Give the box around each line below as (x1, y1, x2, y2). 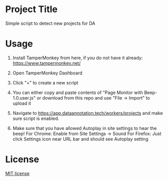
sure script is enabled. (12, 115, 59, 121)
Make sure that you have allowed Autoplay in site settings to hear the (12, 125, 157, 131)
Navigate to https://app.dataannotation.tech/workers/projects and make (12, 110, 163, 116)
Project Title (5, 4, 58, 15)
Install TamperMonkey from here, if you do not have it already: (12, 55, 143, 61)
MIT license (5, 170, 30, 176)
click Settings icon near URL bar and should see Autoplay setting (12, 135, 149, 142)
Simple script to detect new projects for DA (5, 20, 95, 26)
